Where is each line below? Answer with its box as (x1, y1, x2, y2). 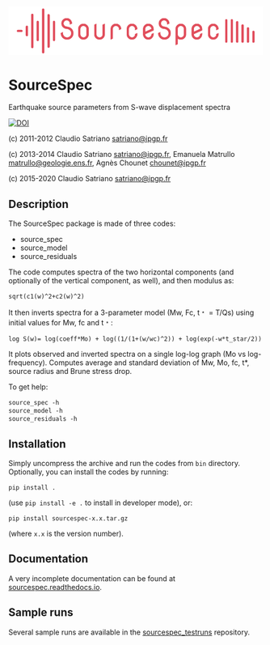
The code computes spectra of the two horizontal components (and (8, 267, 234, 277)
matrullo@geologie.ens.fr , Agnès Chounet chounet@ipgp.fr (8, 158, 206, 168)
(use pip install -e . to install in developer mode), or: (8, 498, 192, 507)
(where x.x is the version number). (8, 528, 124, 539)
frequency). (8, 358, 48, 367)
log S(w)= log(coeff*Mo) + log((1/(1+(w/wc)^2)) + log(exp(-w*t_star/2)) (8, 335, 263, 343)
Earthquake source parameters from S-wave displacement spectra (8, 103, 230, 112)
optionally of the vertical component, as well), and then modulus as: (8, 276, 234, 286)
